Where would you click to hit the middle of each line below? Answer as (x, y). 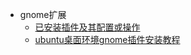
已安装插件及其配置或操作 (87, 27)
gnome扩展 (43, 14)
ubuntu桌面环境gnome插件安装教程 (107, 39)
